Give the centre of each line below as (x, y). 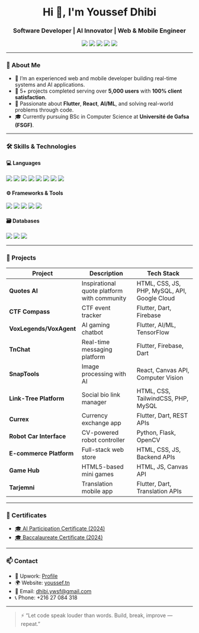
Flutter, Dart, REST (162, 415)
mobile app (97, 491)
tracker (92, 315)
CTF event (96, 308)
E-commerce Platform (41, 453)
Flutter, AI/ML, (156, 325)
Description (106, 273)
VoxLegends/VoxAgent (43, 328)
